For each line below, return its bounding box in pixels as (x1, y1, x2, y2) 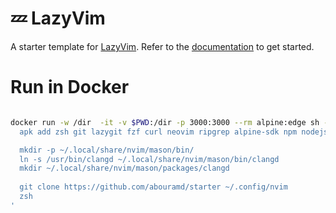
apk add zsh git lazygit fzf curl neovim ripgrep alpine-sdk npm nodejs (19, 127, 329, 137)
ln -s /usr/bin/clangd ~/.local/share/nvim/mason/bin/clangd (19, 154, 280, 164)
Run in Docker (10, 76, 130, 99)
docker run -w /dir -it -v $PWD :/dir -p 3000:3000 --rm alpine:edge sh (10, 117, 320, 127)
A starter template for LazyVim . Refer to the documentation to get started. (10, 40, 315, 52)
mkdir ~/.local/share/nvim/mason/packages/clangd (19, 163, 230, 174)
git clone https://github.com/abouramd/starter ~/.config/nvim (19, 182, 288, 192)
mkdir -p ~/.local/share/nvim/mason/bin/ (19, 145, 195, 155)
